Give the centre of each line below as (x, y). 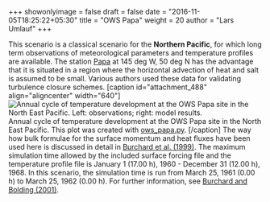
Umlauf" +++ (30, 29)
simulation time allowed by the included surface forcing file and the (120, 155)
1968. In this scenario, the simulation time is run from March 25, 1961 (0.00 (132, 173)
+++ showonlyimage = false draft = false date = (87, 12)
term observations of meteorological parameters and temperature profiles (131, 53)
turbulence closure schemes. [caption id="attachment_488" (108, 87)
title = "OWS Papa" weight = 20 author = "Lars (157, 20)
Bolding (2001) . (33, 190)
